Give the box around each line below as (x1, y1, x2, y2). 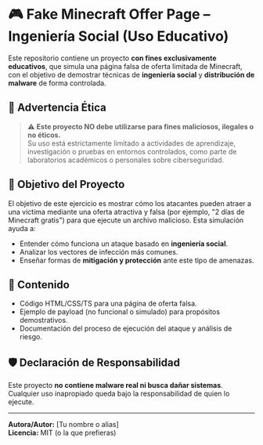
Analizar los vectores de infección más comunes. (19, 247, 178, 256)
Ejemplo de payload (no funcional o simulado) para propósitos (19, 307, 221, 317)
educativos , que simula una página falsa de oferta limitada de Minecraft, (8, 61, 243, 71)
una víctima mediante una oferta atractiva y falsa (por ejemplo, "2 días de (8, 207, 245, 216)
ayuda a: (8, 223, 37, 233)
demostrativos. (19, 316, 68, 325)
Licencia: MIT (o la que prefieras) (8, 428, 117, 438)
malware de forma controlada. (8, 78, 107, 88)
